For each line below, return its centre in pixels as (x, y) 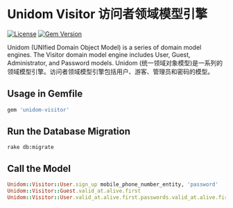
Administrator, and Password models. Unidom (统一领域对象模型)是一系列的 (115, 62)
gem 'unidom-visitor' (38, 110)
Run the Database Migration (69, 131)
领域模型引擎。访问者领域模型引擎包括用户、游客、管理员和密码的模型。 (110, 71)
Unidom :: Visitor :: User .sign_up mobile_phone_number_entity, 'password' (113, 184)
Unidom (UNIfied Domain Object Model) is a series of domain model (104, 47)
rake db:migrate (31, 147)
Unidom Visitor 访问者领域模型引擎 (107, 14)
